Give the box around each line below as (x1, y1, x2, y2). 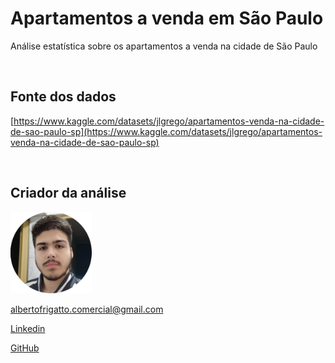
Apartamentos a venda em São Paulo (10, 7, 324, 30)
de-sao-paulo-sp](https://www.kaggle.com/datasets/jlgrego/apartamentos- (10, 125, 323, 137)
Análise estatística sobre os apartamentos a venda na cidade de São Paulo (10, 40, 318, 52)
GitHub (10, 342, 40, 354)
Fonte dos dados (10, 88, 117, 106)
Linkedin (10, 322, 46, 334)
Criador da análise (10, 185, 127, 202)
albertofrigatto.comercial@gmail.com (10, 303, 164, 315)
